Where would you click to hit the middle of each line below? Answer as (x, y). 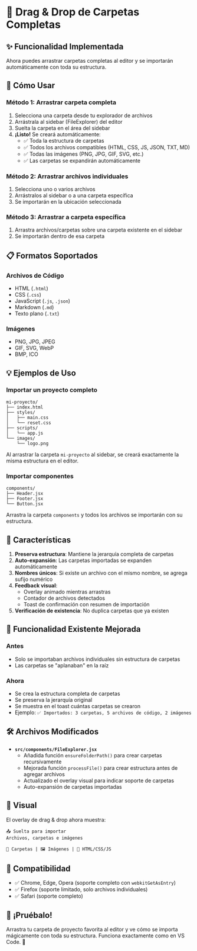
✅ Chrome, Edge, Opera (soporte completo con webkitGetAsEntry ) (95, 883)
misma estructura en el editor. (42, 461)
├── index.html (25, 407)
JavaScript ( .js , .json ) (42, 301)
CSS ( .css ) (28, 294)
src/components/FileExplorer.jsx (56, 749)
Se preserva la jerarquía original (53, 700)
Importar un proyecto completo (52, 390)
